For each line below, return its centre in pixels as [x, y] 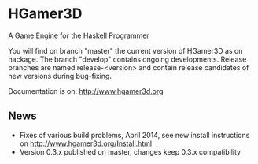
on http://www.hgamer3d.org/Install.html [85, 143]
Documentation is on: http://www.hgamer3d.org [86, 91]
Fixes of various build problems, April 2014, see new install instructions [135, 135]
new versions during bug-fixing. [60, 76]
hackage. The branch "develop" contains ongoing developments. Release [127, 59]
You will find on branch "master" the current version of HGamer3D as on [125, 50]
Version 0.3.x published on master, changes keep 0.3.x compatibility [130, 151]
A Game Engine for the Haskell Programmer [79, 35]
